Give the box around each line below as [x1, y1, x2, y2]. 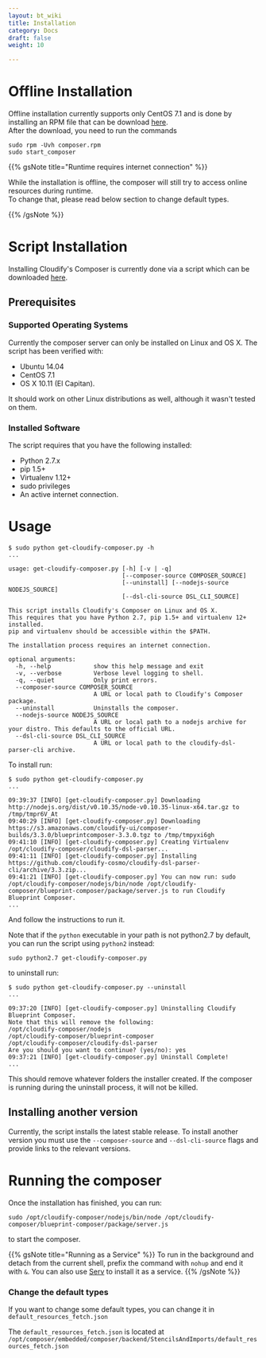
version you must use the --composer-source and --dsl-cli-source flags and [8, 1135, 259, 1145]
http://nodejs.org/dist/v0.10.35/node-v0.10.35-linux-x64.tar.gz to [8, 803, 240, 811]
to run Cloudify [172, 886, 226, 894]
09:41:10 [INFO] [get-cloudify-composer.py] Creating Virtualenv [8, 838, 229, 846]
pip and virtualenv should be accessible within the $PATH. [8, 627, 212, 636]
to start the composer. [8, 1234, 81, 1243]
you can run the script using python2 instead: [8, 938, 155, 948]
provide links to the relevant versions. [8, 1144, 131, 1153]
